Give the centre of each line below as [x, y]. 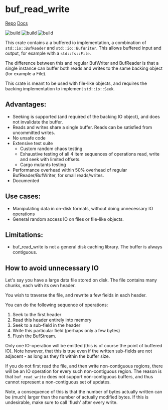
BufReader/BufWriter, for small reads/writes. [58, 175]
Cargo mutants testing [43, 165]
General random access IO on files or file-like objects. [68, 219]
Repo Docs [17, 23]
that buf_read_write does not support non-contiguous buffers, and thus [79, 377]
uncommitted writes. [34, 132]
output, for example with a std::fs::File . [48, 53]
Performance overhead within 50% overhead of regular [70, 170]
